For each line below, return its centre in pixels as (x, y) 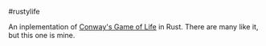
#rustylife (24, 11)
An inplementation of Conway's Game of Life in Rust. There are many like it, (133, 27)
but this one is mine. (42, 35)
